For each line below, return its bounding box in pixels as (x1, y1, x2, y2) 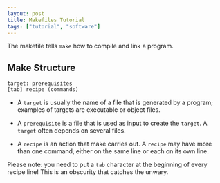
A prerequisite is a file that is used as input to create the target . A (17, 119, 208, 128)
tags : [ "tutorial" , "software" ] (7, 23, 100, 30)
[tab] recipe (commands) (7, 86, 79, 93)
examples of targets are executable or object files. (17, 106, 161, 114)
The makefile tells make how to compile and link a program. (7, 42, 174, 50)
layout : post (7, 10, 45, 17)
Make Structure (7, 61, 76, 73)
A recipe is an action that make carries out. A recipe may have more (17, 139, 212, 148)
